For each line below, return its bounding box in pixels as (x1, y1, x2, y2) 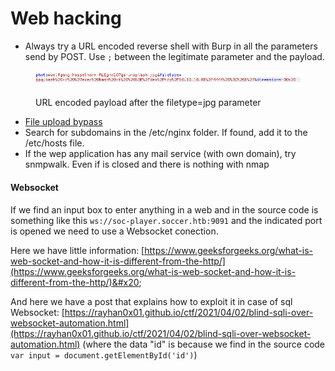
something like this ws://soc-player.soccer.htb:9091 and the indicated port (10, 214, 323, 226)
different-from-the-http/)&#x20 (10, 276, 140, 288)
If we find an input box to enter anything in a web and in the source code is (10, 203, 319, 216)
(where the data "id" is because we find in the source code (82, 338, 326, 350)
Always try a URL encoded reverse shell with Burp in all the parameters (24, 40, 318, 52)
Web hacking (10, 7, 122, 30)
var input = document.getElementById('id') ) (10, 348, 198, 361)
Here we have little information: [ (10, 244, 145, 256)
